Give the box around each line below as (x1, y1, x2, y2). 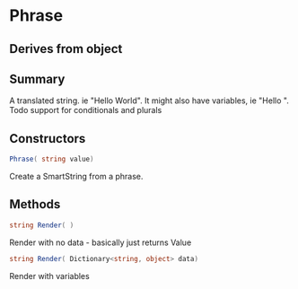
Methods (9, 197, 61, 212)
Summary (9, 71, 66, 86)
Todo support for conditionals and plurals (9, 105, 162, 116)
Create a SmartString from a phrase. (9, 171, 144, 182)
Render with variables (9, 270, 90, 281)
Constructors (9, 131, 86, 146)
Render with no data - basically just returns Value (9, 237, 192, 248)
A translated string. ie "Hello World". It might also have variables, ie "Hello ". (9, 95, 289, 106)
